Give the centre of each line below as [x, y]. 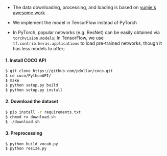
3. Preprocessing [24, 133]
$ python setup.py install [34, 90]
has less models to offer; [39, 49]
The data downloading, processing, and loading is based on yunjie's [85, 7]
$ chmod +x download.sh [31, 117]
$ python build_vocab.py [32, 144]
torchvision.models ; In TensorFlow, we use [58, 38]
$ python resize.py [26, 149]
